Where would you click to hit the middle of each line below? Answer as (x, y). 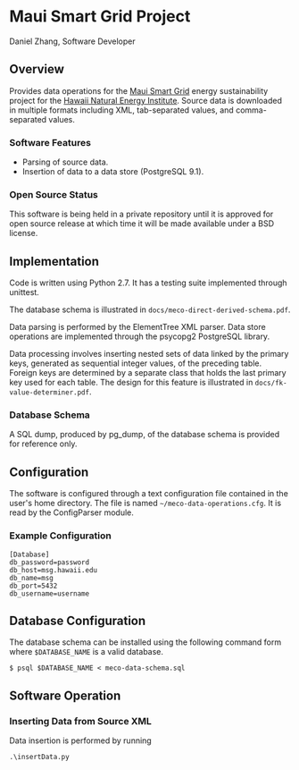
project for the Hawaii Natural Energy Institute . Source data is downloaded (146, 100)
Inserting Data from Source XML (80, 721)
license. (24, 233)
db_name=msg (31, 578)
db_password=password (50, 562)
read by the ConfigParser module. (71, 512)
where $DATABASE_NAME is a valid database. (86, 652)
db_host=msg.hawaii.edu (54, 570)
